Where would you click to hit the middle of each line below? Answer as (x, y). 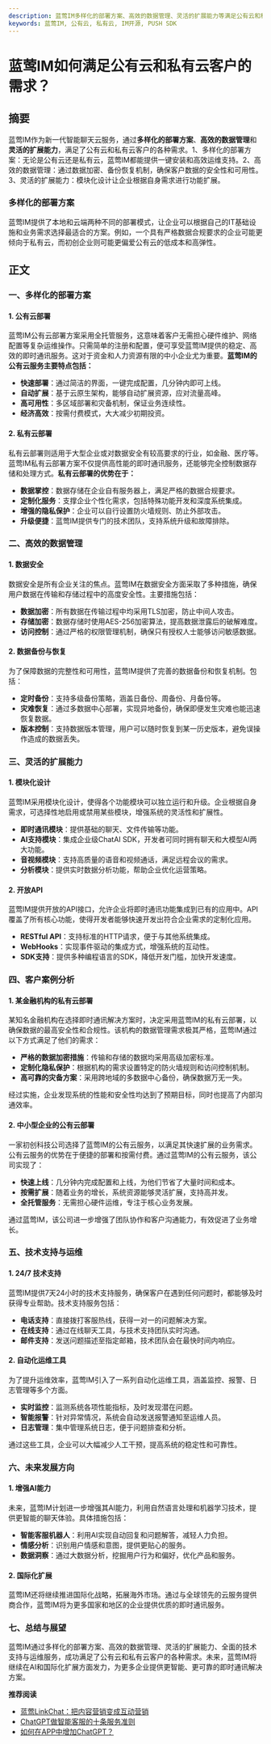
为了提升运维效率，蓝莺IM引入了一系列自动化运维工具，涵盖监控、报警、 (129, 1379)
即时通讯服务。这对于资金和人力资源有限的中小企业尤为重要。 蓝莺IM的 (140, 356)
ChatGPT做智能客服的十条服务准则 (77, 1722)
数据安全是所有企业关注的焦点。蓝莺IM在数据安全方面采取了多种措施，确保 (133, 584)
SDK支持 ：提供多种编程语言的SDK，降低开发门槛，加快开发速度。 (130, 957)
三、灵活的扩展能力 (46, 761)
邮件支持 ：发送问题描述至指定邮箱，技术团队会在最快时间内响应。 (129, 1340)
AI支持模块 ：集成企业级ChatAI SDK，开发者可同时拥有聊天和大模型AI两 (138, 839)
